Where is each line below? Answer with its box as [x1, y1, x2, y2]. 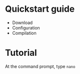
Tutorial [5, 48, 38, 58]
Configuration [12, 25, 40, 30]
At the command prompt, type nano [5, 63, 76, 69]
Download [12, 20, 33, 25]
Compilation [12, 30, 37, 36]
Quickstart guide [5, 3, 75, 15]
